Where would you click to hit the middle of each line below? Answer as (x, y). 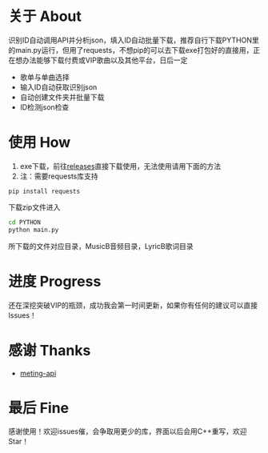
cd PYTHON (25, 222)
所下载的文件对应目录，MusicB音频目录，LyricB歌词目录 (101, 246)
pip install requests (44, 191)
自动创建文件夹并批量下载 (62, 97)
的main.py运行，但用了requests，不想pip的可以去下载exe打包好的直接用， (131, 50)
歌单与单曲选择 (44, 77)
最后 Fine (39, 408)
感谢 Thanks (50, 350)
